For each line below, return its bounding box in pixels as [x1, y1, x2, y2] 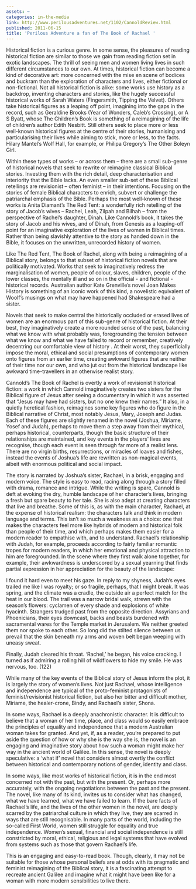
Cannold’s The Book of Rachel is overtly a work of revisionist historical [6, 380, 176, 387]
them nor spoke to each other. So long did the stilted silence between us [6, 627, 181, 634]
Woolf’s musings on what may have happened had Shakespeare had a [6, 294, 176, 301]
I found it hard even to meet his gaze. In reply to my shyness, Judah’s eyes [6, 577, 186, 584]
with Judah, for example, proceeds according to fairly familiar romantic [6, 541, 177, 548]
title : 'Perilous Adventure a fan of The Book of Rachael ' [6, 31, 156, 36]
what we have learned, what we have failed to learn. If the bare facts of [6, 797, 178, 804]
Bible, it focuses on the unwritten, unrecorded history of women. [6, 239, 162, 246]
